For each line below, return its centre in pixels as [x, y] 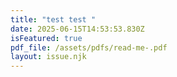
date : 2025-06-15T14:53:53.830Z [77, 29]
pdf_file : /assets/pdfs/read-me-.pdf [89, 47]
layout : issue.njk [48, 57]
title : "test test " [53, 19]
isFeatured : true [46, 38]
